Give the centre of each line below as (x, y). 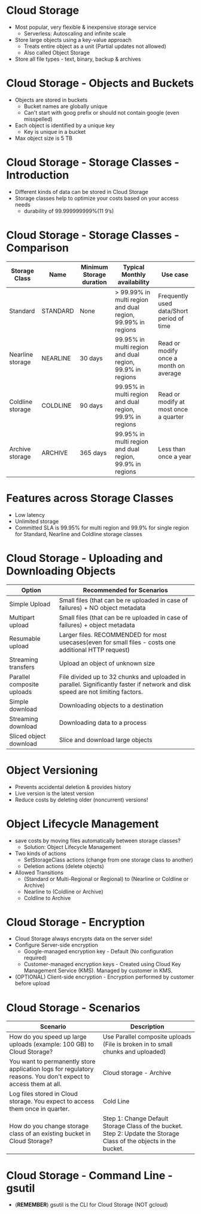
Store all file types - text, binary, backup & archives (78, 59)
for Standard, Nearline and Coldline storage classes (78, 534)
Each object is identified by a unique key (65, 125)
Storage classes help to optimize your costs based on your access (97, 198)
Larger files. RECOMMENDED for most (113, 635)
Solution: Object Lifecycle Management (72, 847)
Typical (134, 267)
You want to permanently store (52, 1061)
